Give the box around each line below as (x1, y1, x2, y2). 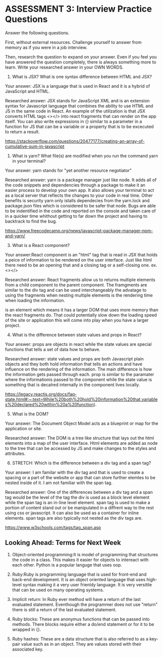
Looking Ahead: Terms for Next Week (5, 539, 121, 547)
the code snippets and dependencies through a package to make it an (5, 182, 145, 188)
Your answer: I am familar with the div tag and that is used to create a (5, 469, 144, 475)
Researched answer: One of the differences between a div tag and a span (5, 489, 153, 495)
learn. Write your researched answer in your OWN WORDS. (5, 64, 124, 70)
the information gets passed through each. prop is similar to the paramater (5, 371, 154, 377)
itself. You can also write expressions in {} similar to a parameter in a (5, 118, 142, 124)
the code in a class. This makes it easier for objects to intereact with (12, 557, 149, 563)
